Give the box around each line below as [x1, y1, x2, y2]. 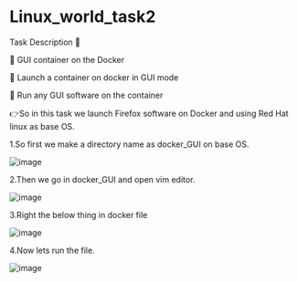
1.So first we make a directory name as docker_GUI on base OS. [9, 139, 250, 150]
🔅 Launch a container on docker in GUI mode [9, 71, 179, 83]
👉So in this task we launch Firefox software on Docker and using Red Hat [9, 108, 290, 119]
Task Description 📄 [9, 37, 80, 47]
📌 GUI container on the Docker [9, 54, 125, 65]
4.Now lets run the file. [9, 245, 95, 256]
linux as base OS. [9, 120, 75, 131]
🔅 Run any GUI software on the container [9, 89, 164, 100]
